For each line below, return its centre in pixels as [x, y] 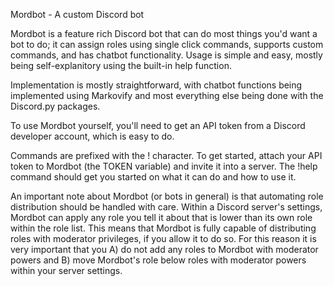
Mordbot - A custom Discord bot [77, 14]
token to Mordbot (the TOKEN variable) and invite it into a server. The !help [164, 166]
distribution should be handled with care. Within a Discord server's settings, [166, 207]
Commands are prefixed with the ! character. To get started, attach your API [166, 155]
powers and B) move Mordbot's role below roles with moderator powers [158, 260]
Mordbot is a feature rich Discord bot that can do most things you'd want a [164, 33]
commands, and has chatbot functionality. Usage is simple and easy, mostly [166, 55]
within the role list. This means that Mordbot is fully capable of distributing [163, 228]
